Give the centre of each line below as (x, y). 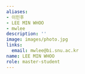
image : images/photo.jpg (37, 39)
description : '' (26, 34)
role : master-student (33, 61)
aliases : (17, 12)
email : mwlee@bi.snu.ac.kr (45, 51)
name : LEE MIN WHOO (31, 56)
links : (14, 45)
